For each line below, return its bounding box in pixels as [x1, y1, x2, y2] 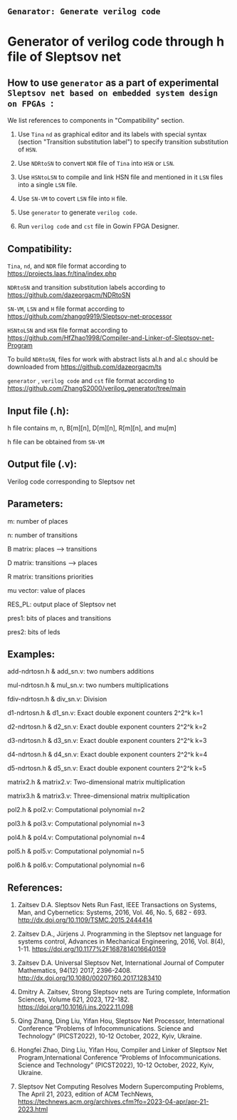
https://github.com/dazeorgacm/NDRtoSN [7, 291, 131, 299]
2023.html [17, 1105, 48, 1114]
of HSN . [17, 145, 38, 154]
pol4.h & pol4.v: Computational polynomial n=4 [7, 833, 146, 842]
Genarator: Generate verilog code [7, 6, 161, 17]
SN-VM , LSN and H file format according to [7, 304, 125, 314]
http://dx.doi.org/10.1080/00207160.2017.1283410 [17, 974, 162, 982]
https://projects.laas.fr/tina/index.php [7, 269, 117, 278]
